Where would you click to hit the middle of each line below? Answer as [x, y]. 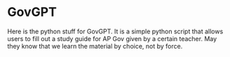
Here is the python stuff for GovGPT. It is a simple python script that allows [115, 31]
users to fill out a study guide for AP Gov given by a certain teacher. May [112, 38]
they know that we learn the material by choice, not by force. [95, 46]
